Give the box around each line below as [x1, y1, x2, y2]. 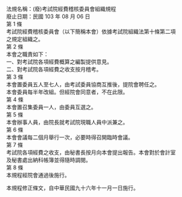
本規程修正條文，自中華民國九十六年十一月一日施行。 [6, 184, 139, 192]
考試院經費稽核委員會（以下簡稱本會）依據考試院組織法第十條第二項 [6, 28, 176, 35]
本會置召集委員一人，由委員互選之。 [6, 103, 97, 111]
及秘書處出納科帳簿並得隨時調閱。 [6, 157, 91, 163]
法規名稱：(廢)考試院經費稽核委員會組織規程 [6, 5, 117, 12]
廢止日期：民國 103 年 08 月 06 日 [6, 13, 91, 20]
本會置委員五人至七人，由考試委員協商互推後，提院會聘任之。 [6, 81, 160, 88]
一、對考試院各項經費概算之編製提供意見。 [6, 58, 112, 65]
